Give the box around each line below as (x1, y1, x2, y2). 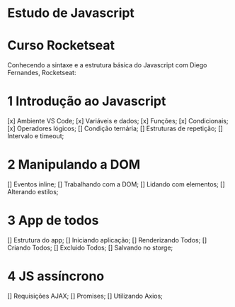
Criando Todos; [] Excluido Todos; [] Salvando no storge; (7, 243, 173, 252)
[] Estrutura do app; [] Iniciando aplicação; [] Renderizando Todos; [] (7, 235, 207, 244)
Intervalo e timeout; (7, 132, 64, 140)
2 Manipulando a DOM (7, 157, 141, 173)
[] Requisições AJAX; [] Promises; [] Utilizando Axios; (7, 291, 163, 300)
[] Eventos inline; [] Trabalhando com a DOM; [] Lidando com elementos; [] (7, 180, 225, 189)
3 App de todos (7, 213, 99, 228)
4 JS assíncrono (7, 268, 105, 284)
